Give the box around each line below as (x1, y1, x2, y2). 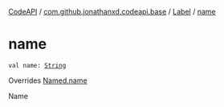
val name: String (8, 61, 67, 69)
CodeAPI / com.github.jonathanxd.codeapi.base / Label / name (8, 7, 216, 16)
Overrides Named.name (8, 76, 88, 85)
